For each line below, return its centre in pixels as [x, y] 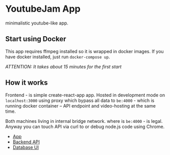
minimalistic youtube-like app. [37, 23]
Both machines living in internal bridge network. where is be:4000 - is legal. [84, 121]
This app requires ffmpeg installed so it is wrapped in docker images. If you [85, 51]
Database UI [26, 147]
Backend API [26, 142]
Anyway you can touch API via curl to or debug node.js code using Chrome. [85, 126]
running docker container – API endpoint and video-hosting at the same [80, 106]
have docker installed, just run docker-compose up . [58, 57]
